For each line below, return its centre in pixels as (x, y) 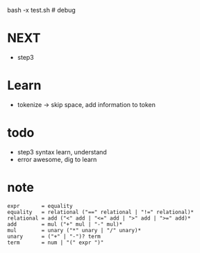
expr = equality (40, 206)
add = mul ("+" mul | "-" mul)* (65, 224)
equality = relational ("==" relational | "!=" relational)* (101, 212)
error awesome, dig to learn (57, 159)
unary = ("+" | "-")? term (54, 236)
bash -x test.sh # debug (42, 10)
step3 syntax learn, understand (62, 152)
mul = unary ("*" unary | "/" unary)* (74, 230)
